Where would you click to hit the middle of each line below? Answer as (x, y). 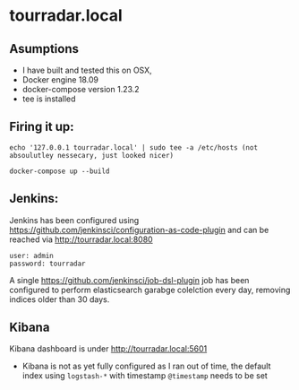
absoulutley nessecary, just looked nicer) (92, 155)
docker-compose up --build (60, 171)
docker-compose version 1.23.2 (81, 89)
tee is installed (49, 99)
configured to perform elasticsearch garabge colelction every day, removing (150, 290)
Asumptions (44, 49)
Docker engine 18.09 (60, 80)
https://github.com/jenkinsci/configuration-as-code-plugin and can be (139, 230)
